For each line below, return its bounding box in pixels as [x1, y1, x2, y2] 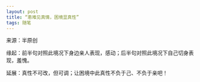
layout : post [6, 8, 39, 15]
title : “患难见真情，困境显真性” [6, 14, 79, 20]
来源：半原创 [6, 37, 37, 44]
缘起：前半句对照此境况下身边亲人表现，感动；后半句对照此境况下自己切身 [6, 49, 189, 56]
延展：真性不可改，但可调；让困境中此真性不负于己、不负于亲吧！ [6, 70, 168, 77]
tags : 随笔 [6, 20, 32, 26]
